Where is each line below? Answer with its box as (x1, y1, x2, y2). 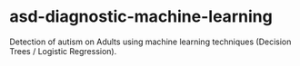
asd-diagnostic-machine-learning (9, 6, 273, 27)
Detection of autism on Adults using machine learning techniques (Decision (9, 36, 292, 47)
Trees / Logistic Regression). (9, 45, 117, 56)
